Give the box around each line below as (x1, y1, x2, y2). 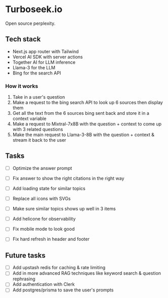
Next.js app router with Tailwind (12, 48, 79, 54)
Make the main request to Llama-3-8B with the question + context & (12, 132, 154, 138)
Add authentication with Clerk (12, 281, 75, 287)
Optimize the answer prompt (12, 165, 72, 171)
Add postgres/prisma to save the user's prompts (12, 287, 114, 293)
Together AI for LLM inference (12, 59, 76, 65)
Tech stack (5, 35, 41, 44)
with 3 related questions (12, 126, 63, 133)
